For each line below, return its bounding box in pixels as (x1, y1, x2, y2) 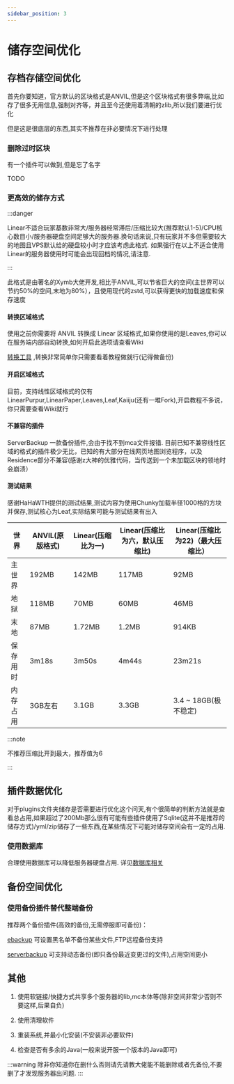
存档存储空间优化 (7, 72, 81, 84)
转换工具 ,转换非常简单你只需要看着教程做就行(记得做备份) (7, 353, 174, 361)
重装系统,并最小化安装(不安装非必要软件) (17, 1030, 134, 1039)
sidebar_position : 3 (7, 10, 68, 17)
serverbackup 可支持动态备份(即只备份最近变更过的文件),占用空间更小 (7, 950, 208, 958)
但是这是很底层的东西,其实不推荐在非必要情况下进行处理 (7, 124, 169, 132)
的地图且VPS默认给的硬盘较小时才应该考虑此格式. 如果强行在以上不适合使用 (7, 241, 224, 249)
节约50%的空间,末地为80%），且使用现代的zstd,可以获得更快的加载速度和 (7, 287, 218, 295)
